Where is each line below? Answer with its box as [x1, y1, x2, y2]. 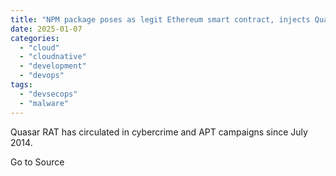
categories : [10, 33, 60, 43]
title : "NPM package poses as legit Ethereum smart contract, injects [10, 14, 311, 25]
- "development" [19, 61, 87, 71]
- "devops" [19, 71, 65, 81]
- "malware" [19, 98, 70, 108]
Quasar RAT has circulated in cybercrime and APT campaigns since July [10, 126, 308, 138]
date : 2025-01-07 [10, 24, 83, 34]
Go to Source [10, 156, 65, 168]
